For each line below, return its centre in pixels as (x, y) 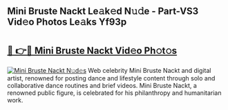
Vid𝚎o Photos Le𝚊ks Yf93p (67, 22)
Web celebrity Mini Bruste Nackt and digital (150, 70)
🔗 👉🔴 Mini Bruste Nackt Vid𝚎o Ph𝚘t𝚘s (92, 51)
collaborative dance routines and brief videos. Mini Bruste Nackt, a (102, 86)
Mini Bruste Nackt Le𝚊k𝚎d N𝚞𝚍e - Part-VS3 (103, 11)
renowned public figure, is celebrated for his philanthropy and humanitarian (114, 93)
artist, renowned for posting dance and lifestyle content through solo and (111, 78)
